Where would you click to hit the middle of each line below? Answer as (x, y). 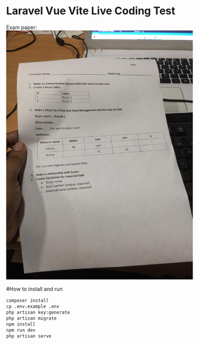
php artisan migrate (32, 318)
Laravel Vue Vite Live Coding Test (91, 11)
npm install (21, 324)
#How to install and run (35, 289)
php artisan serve (29, 336)
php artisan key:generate (38, 312)
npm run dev (21, 330)
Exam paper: (22, 27)
